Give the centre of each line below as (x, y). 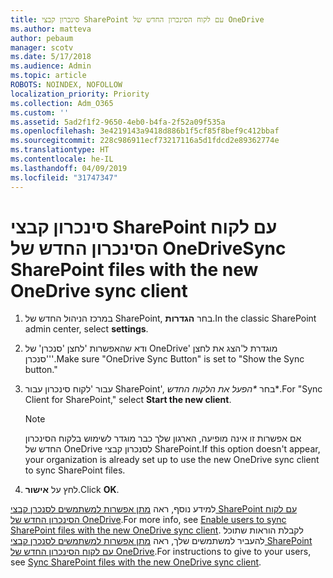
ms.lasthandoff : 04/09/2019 (69, 168)
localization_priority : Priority (80, 94)
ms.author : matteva (51, 29)
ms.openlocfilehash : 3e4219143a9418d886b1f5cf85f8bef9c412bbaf (145, 131)
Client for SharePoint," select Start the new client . (128, 400)
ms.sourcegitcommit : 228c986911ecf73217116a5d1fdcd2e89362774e (145, 141)
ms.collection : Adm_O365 (62, 103)
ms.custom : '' (40, 112)
